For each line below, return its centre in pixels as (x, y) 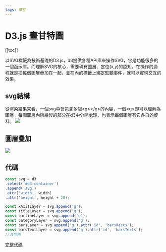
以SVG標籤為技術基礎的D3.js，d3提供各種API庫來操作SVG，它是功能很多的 (82, 60)
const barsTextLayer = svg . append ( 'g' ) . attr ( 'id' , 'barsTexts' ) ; (74, 230)
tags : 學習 (16, 10)
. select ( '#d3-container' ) (32, 184)
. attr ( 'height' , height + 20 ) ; (37, 198)
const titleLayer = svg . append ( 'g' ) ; (44, 211)
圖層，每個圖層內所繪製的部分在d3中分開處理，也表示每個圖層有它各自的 (80, 115)
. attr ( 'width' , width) (28, 193)
